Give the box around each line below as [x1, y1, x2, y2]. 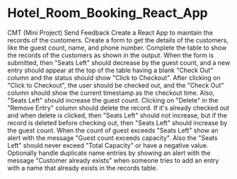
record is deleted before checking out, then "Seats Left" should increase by [7, 118, 228, 127]
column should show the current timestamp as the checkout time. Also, [7, 88, 215, 97]
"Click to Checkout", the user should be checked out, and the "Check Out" [7, 81, 224, 89]
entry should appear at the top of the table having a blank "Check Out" [7, 66, 214, 74]
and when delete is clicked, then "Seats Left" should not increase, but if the [7, 111, 228, 120]
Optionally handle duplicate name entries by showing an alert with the [7, 149, 211, 157]
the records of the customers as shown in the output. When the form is [7, 51, 214, 59]
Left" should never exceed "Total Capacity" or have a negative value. [7, 141, 209, 149]
